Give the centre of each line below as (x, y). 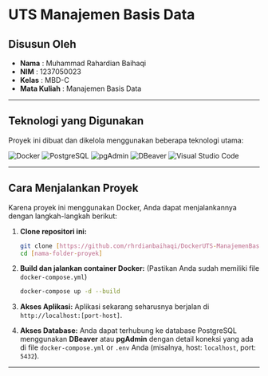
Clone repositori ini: (53, 231)
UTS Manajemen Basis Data (102, 15)
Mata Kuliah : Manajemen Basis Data (81, 88)
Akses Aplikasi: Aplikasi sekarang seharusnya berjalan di (114, 307)
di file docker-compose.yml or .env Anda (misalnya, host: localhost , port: (138, 347)
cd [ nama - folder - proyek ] (61, 253)
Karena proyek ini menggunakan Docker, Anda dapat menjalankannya (122, 207)
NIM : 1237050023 (50, 72)
